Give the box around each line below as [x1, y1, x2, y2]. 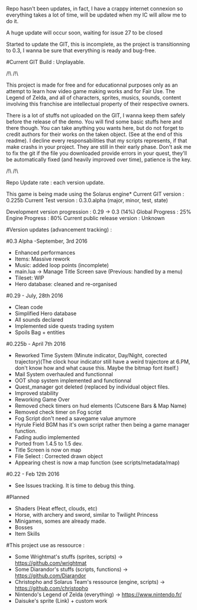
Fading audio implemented [14, 434, 80, 441]
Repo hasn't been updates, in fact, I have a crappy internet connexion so [6, 5, 183, 12]
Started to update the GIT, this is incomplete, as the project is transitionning [6, 41, 190, 47]
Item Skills [14, 530, 40, 537]
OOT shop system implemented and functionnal [14, 377, 131, 384]
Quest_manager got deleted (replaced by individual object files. [14, 383, 170, 390]
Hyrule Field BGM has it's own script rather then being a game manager [14, 421, 190, 428]
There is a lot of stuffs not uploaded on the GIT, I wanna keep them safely [6, 112, 185, 119]
